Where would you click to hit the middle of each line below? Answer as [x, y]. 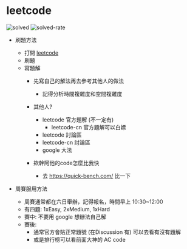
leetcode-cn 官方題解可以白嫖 [89, 127]
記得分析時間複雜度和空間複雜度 [82, 94]
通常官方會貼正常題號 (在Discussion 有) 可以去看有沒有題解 [107, 232]
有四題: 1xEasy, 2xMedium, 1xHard [67, 209]
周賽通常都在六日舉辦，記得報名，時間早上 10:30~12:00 [93, 202]
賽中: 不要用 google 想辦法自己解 [65, 217]
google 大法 [57, 150]
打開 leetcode [41, 53]
